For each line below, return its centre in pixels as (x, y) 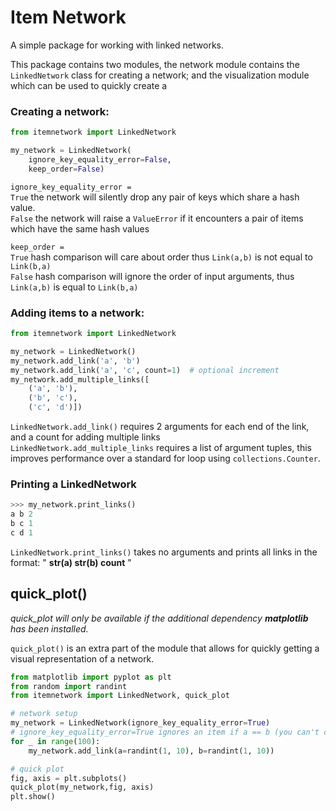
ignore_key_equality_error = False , (100, 159)
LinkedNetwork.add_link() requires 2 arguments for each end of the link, (160, 427)
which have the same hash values (80, 228)
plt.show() (33, 797)
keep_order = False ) (66, 169)
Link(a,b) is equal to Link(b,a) (74, 287)
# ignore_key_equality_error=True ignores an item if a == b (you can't (165, 732)
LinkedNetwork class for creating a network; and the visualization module (160, 75)
